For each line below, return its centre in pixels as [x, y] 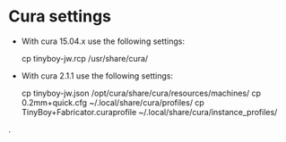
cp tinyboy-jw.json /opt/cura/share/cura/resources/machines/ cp [141, 93]
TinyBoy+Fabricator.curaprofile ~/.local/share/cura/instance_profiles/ [149, 112]
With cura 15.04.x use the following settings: [103, 41]
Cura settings [60, 17]
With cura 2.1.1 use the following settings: [97, 75]
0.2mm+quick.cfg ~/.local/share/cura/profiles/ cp [113, 102]
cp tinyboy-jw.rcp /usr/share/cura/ [85, 58]
